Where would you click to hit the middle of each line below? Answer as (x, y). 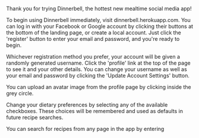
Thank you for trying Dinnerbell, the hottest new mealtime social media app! (99, 9)
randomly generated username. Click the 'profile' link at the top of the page (99, 63)
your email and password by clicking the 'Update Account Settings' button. (98, 76)
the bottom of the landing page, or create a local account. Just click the (94, 33)
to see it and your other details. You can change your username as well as (97, 69)
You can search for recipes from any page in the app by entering (85, 129)
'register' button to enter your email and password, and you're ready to (93, 39)
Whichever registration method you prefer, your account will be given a (93, 57)
